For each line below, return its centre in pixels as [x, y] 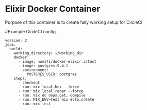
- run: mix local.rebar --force [50, 91]
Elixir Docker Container [53, 9]
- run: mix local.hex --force [48, 87]
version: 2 [16, 40]
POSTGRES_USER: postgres [52, 74]
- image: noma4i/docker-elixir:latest [57, 61]
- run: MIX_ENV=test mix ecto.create [56, 99]
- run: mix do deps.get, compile [52, 95]
